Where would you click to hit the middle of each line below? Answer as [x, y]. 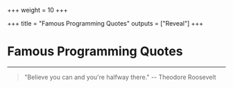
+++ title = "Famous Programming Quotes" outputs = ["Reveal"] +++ [105, 23]
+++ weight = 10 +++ [37, 10]
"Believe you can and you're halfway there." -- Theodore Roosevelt [120, 77]
